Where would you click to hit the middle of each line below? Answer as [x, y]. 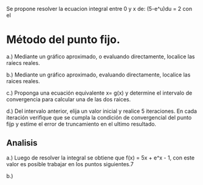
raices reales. [23, 81]
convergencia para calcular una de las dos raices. [69, 99]
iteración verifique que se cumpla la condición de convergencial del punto [99, 117]
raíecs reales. [23, 62]
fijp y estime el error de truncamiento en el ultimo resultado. [81, 124]
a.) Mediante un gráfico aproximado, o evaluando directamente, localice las [101, 56]
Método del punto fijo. [63, 40]
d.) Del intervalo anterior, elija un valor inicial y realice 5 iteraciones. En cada [102, 111]
